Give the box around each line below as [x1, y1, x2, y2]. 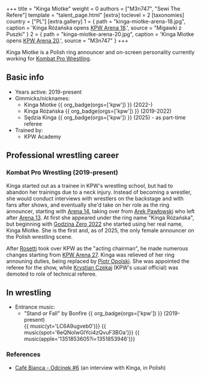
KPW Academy [23, 133, 61, 140]
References [6, 351, 41, 359]
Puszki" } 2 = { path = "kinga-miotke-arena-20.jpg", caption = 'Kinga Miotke [6, 31, 194, 38]
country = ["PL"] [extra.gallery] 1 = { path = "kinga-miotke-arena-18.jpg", [6, 18, 186, 25]
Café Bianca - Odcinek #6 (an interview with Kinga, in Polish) [14, 364, 166, 371]
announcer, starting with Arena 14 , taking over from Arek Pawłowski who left [6, 207, 195, 215]
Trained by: [14, 126, 43, 134]
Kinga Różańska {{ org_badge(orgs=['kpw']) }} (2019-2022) [23, 107, 172, 115]
